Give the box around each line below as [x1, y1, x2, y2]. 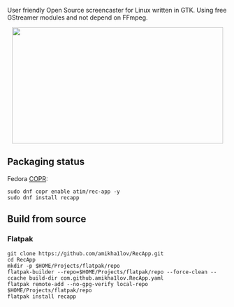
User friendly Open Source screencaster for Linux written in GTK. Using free [7, 6, 227, 14]
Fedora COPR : [7, 174, 48, 183]
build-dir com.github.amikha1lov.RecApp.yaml [29, 274, 164, 282]
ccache [7, 274, 27, 282]
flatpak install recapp [7, 293, 77, 300]
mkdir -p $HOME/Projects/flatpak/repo [7, 262, 120, 269]
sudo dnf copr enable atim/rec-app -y [7, 188, 120, 195]
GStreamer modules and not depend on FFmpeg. [7, 13, 148, 22]
